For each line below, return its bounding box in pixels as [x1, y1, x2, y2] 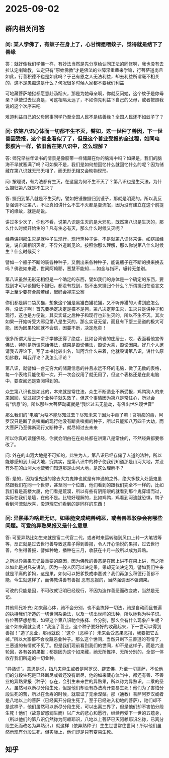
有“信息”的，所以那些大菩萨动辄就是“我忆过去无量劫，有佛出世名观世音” [5, 401, 154, 407]
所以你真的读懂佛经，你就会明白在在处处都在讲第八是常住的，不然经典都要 [5, 435, 159, 442]
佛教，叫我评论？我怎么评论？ [9, 354, 71, 361]
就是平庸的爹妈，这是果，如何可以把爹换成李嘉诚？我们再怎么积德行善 [5, 571, 151, 577]
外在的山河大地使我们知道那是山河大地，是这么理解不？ [9, 465, 124, 471]
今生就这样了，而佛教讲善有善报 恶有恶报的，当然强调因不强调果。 [14, 577, 152, 583]
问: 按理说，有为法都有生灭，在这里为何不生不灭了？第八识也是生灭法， [5, 179, 153, 185]
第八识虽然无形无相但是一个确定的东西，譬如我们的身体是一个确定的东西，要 [5, 276, 164, 283]
